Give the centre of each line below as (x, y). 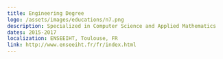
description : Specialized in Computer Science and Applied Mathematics (111, 26)
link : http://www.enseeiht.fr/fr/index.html (72, 45)
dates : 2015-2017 (32, 32)
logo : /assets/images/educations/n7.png (66, 20)
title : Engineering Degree (46, 13)
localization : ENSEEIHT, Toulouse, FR (62, 39)
